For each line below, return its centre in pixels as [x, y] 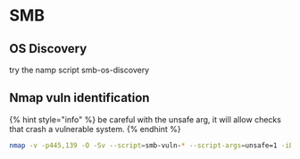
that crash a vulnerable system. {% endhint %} [95, 129]
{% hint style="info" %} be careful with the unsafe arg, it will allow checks [145, 119]
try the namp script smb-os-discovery [79, 70]
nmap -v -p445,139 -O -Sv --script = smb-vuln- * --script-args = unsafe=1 [143, 145]
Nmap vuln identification [79, 98]
